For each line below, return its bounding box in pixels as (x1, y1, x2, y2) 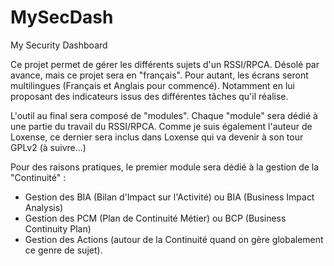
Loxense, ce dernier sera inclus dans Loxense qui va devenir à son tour (10, 131, 304, 143)
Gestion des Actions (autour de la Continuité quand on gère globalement (24, 233, 324, 245)
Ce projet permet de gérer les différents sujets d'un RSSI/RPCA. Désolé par (10, 58, 320, 70)
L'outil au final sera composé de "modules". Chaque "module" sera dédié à (10, 109, 318, 121)
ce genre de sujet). (24, 244, 103, 256)
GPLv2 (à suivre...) (10, 141, 87, 153)
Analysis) (24, 201, 64, 213)
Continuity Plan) (24, 222, 92, 235)
